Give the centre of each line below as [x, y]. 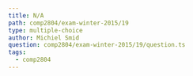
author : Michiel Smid [44, 38]
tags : [17, 52]
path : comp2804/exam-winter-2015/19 [68, 23]
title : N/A [26, 15]
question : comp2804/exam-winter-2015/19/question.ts [97, 45]
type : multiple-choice [45, 30]
